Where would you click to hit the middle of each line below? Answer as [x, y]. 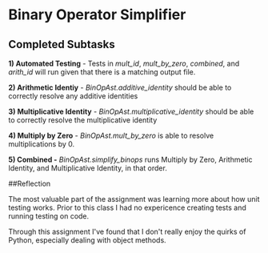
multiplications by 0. [42, 144]
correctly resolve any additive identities [73, 96]
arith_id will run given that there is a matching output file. [102, 72]
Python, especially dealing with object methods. [87, 240]
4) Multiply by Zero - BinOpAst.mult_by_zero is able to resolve [111, 135]
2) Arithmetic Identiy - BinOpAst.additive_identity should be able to [120, 87]
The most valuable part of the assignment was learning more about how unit [134, 199]
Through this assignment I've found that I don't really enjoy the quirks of [127, 231]
